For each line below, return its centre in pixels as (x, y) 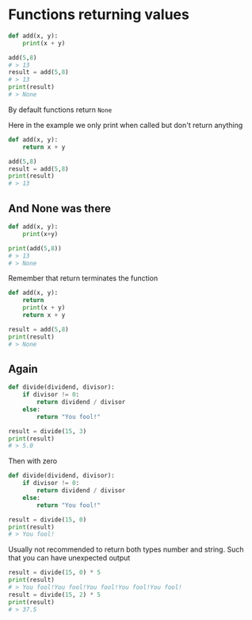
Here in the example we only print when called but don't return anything (126, 125)
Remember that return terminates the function (83, 278)
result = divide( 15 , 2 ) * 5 (55, 595)
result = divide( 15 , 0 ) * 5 (55, 573)
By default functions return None (60, 110)
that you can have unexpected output (69, 558)
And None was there (60, 208)
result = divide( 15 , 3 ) (48, 431)
